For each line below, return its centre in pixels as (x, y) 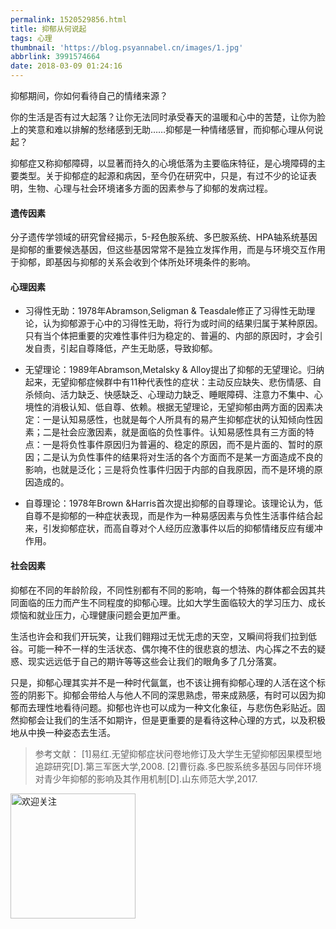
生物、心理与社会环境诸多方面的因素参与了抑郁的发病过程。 (150, 188)
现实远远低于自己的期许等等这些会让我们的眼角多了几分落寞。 (154, 661)
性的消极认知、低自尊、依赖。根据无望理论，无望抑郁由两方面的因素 (174, 407)
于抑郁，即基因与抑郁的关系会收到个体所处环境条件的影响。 (133, 262)
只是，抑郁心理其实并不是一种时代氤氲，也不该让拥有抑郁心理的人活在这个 (163, 682)
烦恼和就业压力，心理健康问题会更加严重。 (98, 615)
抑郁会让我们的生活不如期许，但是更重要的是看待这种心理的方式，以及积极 (172, 720)
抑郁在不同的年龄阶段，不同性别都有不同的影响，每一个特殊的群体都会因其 (163, 590)
